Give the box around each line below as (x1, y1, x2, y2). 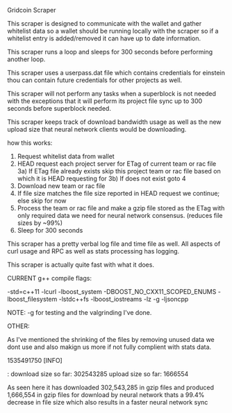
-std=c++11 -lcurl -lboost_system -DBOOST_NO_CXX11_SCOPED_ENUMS (7, 288, 217, 295)
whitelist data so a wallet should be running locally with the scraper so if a (7, 27, 219, 35)
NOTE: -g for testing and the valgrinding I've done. (7, 309, 152, 316)
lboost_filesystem (7, 295, 58, 303)
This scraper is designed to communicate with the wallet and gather (7, 20, 202, 27)
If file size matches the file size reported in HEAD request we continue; (17, 189, 220, 197)
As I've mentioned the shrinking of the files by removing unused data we (7, 336, 215, 343)
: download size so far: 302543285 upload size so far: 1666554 (7, 370, 189, 378)
